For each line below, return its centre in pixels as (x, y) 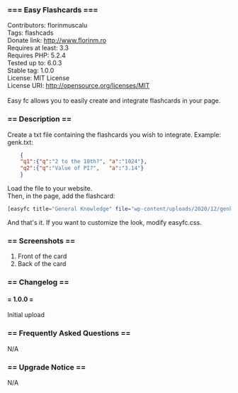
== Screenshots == (41, 240)
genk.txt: (20, 142)
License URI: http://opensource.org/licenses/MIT (79, 86)
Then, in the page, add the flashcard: (61, 196)
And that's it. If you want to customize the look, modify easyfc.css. (104, 222)
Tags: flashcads (30, 33)
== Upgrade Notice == (47, 367)
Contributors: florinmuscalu (47, 26)
